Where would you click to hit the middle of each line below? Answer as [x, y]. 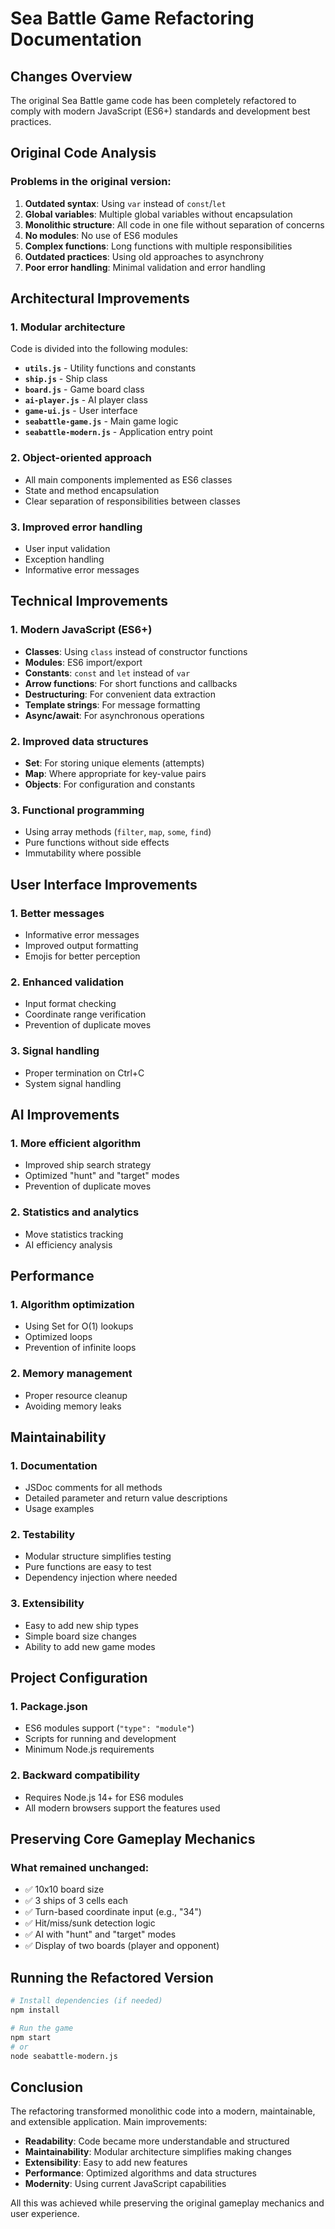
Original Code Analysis [83, 153]
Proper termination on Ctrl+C [84, 1073]
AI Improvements [65, 1114]
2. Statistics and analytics [75, 1212]
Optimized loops [58, 1337]
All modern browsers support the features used [122, 1808]
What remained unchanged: [80, 1868]
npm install [35, 2010]
